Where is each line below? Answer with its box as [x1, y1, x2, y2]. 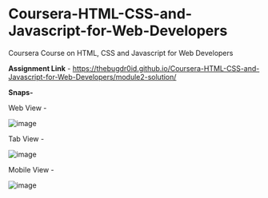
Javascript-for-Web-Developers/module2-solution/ [8, 72, 177, 81]
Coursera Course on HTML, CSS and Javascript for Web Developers [8, 48, 234, 57]
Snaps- [8, 87, 34, 97]
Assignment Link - [8, 63, 71, 73]
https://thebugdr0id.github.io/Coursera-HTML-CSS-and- [72, 63, 260, 73]
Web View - [8, 103, 47, 113]
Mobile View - [8, 164, 54, 174]
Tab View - [8, 133, 45, 144]
